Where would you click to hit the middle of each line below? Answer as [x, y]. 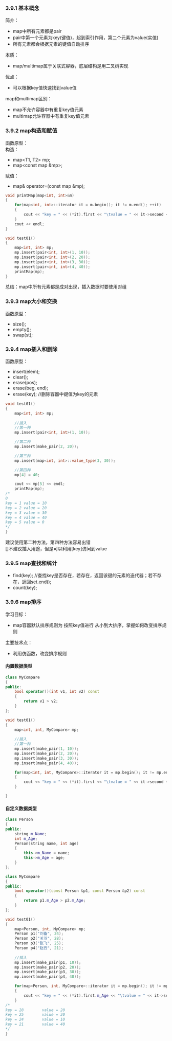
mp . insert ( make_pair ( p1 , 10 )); [48, 962]
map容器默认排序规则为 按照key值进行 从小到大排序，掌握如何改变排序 [87, 625]
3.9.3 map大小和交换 [31, 301]
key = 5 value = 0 [25, 522]
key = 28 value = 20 [35, 1010]
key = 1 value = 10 [26, 503]
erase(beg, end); [30, 388]
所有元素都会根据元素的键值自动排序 [51, 44]
